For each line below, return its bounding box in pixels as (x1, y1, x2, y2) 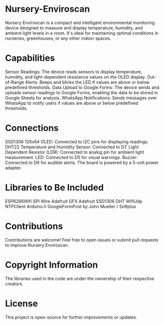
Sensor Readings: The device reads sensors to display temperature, (5, 69, 142, 75)
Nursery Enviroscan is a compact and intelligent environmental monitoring (5, 20, 155, 26)
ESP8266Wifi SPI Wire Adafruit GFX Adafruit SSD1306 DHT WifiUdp (5, 198, 142, 204)
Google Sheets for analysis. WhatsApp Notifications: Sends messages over (5, 95, 157, 101)
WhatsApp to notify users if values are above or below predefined (5, 100, 138, 106)
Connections (5, 123, 59, 134)
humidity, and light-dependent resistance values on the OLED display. (5, 74, 146, 80)
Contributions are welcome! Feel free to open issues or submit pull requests (5, 237, 159, 243)
